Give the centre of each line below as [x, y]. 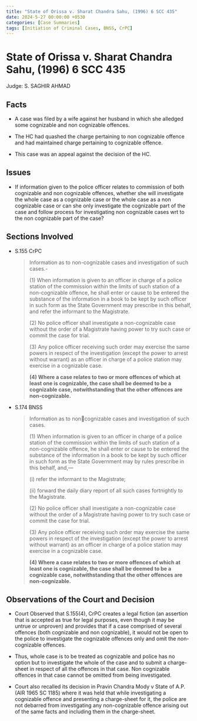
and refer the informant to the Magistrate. [79, 311]
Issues [19, 172]
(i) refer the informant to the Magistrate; [77, 479]
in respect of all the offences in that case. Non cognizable [100, 669]
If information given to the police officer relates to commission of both [99, 187]
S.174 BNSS [29, 407]
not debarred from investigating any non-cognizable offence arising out [101, 706]
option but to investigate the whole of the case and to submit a [90, 663]
